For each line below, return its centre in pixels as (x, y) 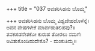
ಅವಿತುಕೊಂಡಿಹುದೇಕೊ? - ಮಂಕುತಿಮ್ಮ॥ (41, 41)
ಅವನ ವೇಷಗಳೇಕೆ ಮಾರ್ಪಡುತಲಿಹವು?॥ (41, 27)
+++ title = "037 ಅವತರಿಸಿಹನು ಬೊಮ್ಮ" (47, 9)
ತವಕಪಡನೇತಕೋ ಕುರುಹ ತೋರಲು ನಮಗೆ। (44, 34)
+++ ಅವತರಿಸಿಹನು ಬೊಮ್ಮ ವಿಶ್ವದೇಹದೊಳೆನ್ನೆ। (48, 21)
